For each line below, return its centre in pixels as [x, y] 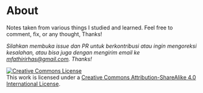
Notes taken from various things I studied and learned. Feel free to [90, 28]
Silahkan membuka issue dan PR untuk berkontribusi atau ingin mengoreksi [101, 46]
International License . [34, 84]
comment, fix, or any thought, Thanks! [54, 34]
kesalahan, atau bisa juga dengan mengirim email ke [73, 52]
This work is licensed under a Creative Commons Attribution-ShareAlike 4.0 [101, 77]
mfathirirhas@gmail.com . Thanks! [49, 59]
